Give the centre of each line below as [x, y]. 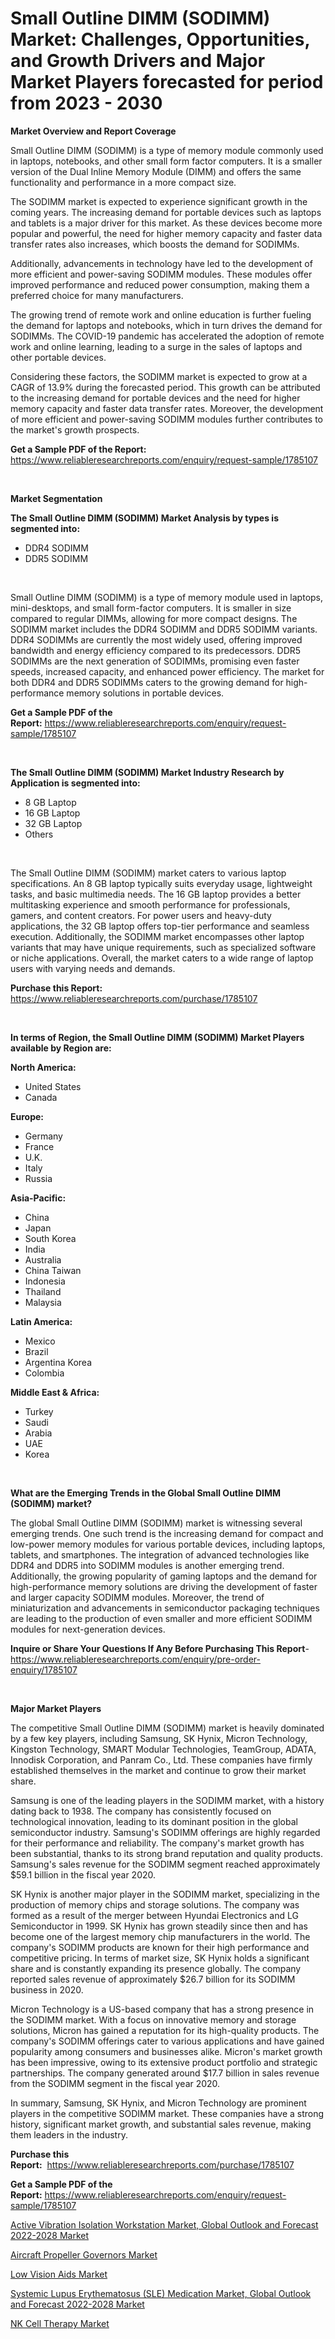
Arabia [38, 1433]
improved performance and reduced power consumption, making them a [160, 284]
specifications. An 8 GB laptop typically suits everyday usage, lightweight [161, 883]
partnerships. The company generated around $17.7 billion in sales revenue [165, 2073]
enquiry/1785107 [44, 1669]
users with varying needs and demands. [93, 968]
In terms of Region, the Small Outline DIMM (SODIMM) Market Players [157, 1037]
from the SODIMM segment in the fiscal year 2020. [115, 2083]
